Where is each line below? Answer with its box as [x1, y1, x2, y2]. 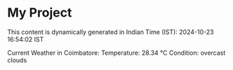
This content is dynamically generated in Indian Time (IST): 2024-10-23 [7, 28, 214, 36]
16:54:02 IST [7, 35, 44, 43]
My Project [7, 5, 72, 21]
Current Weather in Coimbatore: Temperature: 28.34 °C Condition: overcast [7, 49, 226, 57]
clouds [7, 55, 27, 64]
